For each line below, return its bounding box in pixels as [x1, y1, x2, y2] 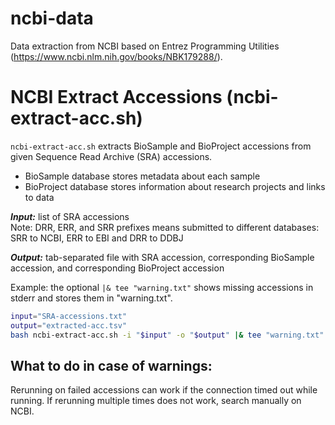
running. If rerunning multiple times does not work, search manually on [10, 395, 302, 407]
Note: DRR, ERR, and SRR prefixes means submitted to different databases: [10, 221, 320, 233]
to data [24, 191, 55, 203]
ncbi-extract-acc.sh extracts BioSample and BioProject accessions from [10, 140, 312, 152]
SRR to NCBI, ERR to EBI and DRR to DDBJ [10, 232, 184, 244]
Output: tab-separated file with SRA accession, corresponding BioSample [10, 251, 315, 263]
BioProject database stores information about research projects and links [24, 180, 326, 192]
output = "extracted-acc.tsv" [10, 320, 128, 331]
